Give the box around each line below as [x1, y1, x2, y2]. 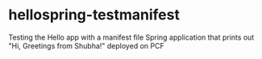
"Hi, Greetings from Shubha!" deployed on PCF [8, 40, 164, 50]
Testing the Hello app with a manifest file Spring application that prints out [8, 32, 255, 42]
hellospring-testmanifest [8, 6, 180, 24]
